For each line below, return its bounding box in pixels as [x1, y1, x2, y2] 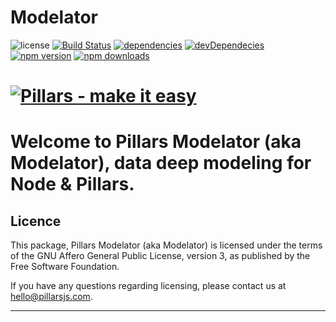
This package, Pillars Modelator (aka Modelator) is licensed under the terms [10, 239, 323, 251]
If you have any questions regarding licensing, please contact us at [10, 280, 287, 292]
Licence [10, 212, 62, 230]
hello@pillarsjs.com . [10, 291, 93, 303]
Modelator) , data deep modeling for [10, 152, 312, 175]
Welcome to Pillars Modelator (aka [10, 131, 302, 153]
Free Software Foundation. [10, 261, 120, 273]
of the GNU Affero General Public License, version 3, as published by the [10, 250, 311, 262]
